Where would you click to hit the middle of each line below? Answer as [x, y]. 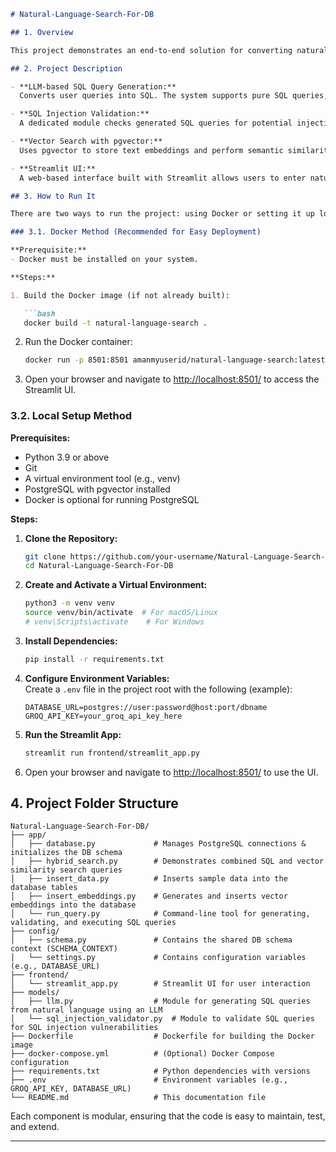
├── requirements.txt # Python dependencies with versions [160, 1071]
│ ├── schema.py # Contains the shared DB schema [151, 940]
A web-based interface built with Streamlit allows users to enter [163, 178]
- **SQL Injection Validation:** [80, 114]
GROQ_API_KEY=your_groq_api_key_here [103, 716]
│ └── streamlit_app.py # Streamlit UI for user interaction [160, 984]
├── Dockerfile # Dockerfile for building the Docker [162, 1036]
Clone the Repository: [71, 538]
